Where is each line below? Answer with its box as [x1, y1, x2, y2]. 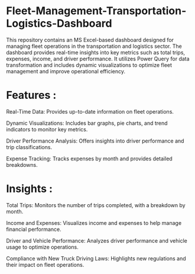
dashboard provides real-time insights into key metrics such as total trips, [6, 49, 185, 56]
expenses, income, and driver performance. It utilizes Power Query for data [6, 55, 190, 62]
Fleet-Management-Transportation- [6, 4, 187, 18]
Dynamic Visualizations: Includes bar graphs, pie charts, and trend [6, 120, 168, 127]
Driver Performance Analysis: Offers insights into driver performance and [6, 137, 184, 144]
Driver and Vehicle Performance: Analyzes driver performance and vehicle [6, 237, 187, 244]
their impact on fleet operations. [6, 261, 84, 268]
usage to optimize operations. [6, 243, 79, 250]
